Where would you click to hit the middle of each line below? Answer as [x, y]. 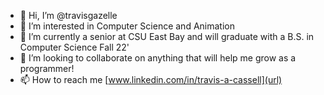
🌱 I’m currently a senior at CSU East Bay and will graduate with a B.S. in [167, 36]
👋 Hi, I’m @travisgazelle [68, 15]
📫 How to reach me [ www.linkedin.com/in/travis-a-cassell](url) [151, 79]
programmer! [47, 68]
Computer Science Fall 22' [74, 47]
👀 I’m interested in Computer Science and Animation [127, 26]
